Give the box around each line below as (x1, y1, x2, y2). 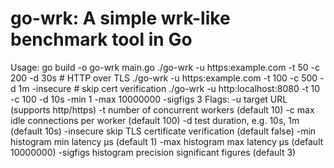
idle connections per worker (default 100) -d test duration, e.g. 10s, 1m (10, 114, 300, 126)
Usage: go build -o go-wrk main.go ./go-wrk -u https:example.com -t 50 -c (10, 61, 320, 73)
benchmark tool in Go (10, 28, 193, 51)
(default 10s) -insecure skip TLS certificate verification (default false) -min (10, 125, 317, 137)
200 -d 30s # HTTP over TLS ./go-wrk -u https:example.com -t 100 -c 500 (10, 72, 318, 84)
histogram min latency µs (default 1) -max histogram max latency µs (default (10, 135, 324, 147)
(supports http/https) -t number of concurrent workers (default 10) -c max (10, 103, 315, 116)
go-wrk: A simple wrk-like (10, 7, 231, 30)
